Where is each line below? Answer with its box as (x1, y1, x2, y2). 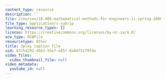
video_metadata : (5, 62, 39, 67)
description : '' (5, 12, 39, 17)
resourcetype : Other (5, 39, 48, 44)
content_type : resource (5, 7, 54, 12)
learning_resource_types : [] (5, 26, 65, 30)
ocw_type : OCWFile (5, 35, 43, 40)
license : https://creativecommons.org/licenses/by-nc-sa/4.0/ (5, 30, 136, 35)
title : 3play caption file (5, 44, 61, 49)
